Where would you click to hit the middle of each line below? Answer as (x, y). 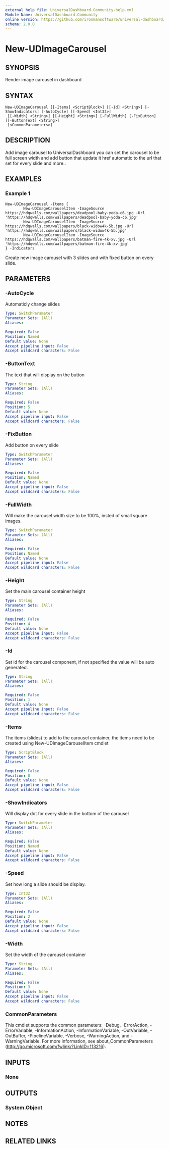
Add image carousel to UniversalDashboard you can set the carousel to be (82, 153)
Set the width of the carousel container (46, 955)
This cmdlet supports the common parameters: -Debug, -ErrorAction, (77, 1025)
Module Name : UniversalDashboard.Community (52, 15)
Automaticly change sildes (33, 304)
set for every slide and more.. (36, 163)
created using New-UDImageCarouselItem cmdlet (57, 743)
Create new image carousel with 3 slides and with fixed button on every (79, 258)
